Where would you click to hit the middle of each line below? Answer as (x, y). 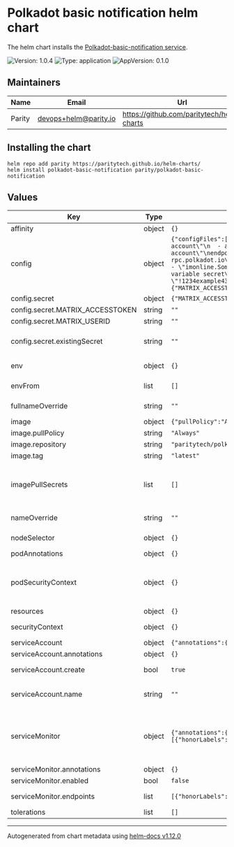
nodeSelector (33, 538)
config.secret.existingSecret (57, 342)
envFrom (25, 386)
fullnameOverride (39, 406)
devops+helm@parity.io (77, 118)
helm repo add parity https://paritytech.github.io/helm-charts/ (104, 164)
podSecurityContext (44, 583)
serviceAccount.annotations (57, 654)
